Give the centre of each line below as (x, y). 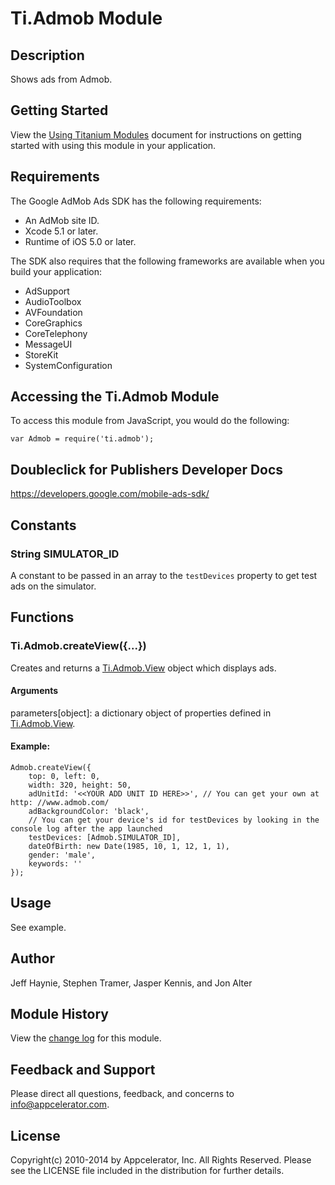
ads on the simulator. (53, 586)
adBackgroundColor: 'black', (89, 812)
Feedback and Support (83, 1069)
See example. (38, 927)
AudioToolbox (53, 301)
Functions (42, 617)
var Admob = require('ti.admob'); (82, 439)
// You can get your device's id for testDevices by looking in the (174, 820)
